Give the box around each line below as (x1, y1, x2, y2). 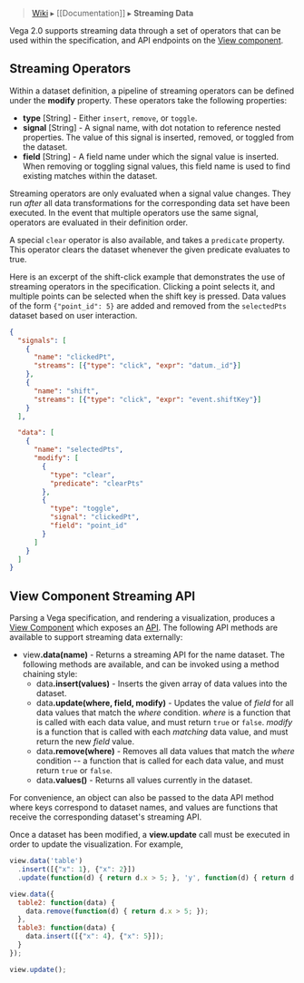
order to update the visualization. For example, (9, 839, 183, 850)
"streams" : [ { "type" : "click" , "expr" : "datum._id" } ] (33, 361, 242, 370)
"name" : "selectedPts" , (33, 445, 124, 455)
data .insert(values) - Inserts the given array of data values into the (35, 678, 288, 689)
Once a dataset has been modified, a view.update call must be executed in (9, 830, 290, 840)
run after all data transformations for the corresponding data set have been (9, 197, 290, 208)
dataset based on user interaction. (9, 310, 138, 320)
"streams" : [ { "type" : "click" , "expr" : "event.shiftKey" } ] (33, 395, 262, 404)
